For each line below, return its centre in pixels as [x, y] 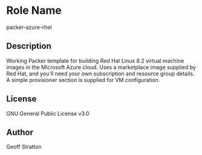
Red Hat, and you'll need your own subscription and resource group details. [100, 74]
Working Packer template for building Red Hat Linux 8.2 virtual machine [95, 60]
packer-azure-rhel [29, 27]
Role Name [34, 11]
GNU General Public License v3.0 [48, 113]
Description [29, 46]
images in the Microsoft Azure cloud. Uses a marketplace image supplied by [101, 67]
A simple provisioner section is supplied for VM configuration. [83, 80]
